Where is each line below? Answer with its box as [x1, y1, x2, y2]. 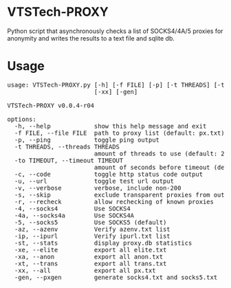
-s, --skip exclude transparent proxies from [14, 190, 211, 199]
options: [7, 115, 36, 123]
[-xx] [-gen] [93, 87, 138, 96]
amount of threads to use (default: [93, 149, 218, 157]
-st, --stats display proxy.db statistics [14, 239, 192, 247]
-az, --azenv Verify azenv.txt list [14, 225, 170, 233]
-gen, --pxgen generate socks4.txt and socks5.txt [14, 273, 218, 281]
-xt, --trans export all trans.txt [14, 259, 167, 267]
